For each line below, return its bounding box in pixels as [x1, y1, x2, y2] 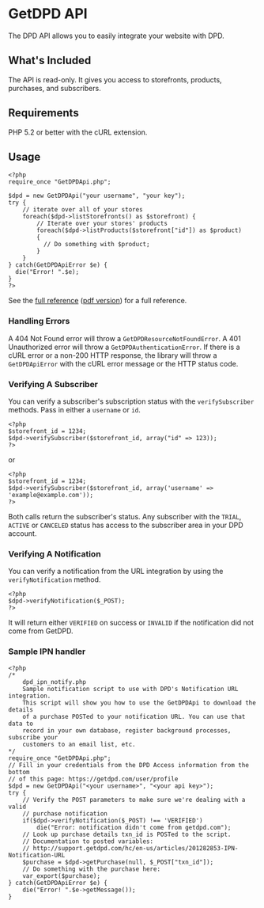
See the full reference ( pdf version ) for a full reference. [8, 296, 187, 306]
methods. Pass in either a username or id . [8, 405, 141, 414]
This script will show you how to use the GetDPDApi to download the [22, 698, 257, 707]
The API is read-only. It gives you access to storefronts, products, [8, 74, 223, 84]
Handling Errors [8, 316, 70, 327]
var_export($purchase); [22, 872, 101, 880]
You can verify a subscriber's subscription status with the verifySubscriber [8, 397, 255, 406]
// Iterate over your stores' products [36, 219, 168, 228]
